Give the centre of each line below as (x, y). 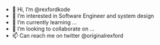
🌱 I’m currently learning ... (44, 22)
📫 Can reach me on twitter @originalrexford (68, 36)
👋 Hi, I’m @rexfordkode (41, 9)
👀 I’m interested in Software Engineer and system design (83, 16)
